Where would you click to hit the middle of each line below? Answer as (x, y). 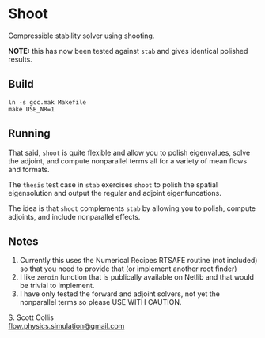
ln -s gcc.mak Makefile (47, 102)
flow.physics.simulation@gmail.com (66, 326)
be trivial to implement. (57, 286)
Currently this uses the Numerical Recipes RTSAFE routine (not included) (138, 261)
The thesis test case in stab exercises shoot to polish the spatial (113, 184)
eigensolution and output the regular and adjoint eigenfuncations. (115, 193)
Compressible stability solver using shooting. (81, 36)
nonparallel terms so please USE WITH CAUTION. (100, 302)
